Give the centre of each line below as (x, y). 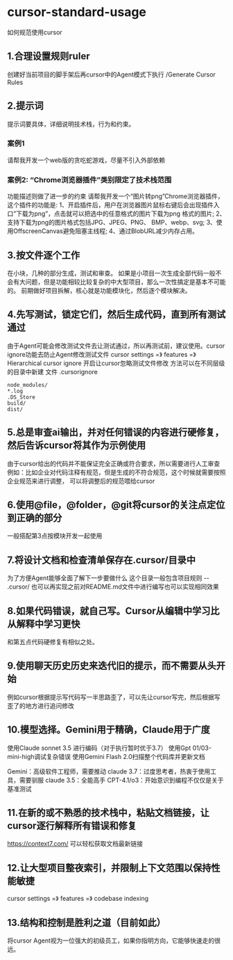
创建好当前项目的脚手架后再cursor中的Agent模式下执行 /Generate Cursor (112, 74)
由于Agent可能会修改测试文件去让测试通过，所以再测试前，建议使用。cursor (116, 346)
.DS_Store (21, 397)
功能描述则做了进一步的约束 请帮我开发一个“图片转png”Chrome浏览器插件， (115, 196)
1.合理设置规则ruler (49, 56)
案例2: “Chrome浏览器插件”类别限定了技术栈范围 (89, 179)
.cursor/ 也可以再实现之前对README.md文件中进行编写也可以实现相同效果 (113, 587)
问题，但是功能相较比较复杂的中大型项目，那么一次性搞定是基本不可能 (126, 282)
